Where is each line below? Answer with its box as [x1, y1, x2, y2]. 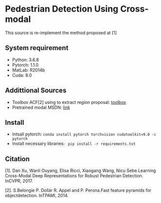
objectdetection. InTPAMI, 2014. [5, 193, 69, 199]
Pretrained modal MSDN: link [12, 104, 71, 110]
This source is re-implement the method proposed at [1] [5, 30, 117, 35]
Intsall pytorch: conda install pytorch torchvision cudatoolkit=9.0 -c [12, 131, 157, 137]
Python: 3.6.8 [12, 57, 39, 63]
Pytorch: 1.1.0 [12, 62, 39, 68]
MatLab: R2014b [12, 67, 45, 73]
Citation [5, 154, 30, 163]
